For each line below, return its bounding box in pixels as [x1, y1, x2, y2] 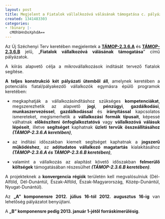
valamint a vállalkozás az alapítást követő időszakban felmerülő [12, 159, 160, 164]
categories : [5, 21, 29, 26]
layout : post [5, 7, 32, 12]
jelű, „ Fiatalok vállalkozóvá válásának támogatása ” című [25, 49, 160, 55]
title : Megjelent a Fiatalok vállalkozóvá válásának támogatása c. [5, 12, 146, 17]
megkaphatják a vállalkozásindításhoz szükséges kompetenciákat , [12, 98, 160, 104]
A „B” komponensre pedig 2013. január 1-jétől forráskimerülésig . [5, 208, 140, 214]
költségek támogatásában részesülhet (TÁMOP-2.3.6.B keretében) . [12, 164, 151, 170]
